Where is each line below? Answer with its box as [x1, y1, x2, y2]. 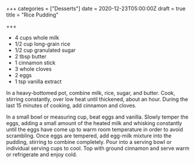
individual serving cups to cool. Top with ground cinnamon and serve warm [6, 145, 190, 152]
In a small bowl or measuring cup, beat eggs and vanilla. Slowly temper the [6, 113, 189, 120]
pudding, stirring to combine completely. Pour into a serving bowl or [6, 139, 172, 145]
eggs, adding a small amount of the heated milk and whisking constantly [6, 120, 182, 126]
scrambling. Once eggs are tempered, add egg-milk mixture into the [6, 132, 172, 139]
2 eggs [14, 72, 32, 78]
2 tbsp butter [14, 53, 47, 60]
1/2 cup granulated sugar [14, 47, 76, 54]
